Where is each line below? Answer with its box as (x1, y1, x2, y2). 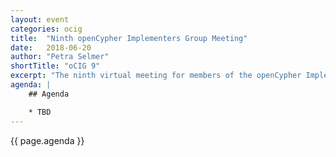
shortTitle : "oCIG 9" (10, 61, 101, 71)
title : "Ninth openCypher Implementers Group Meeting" (10, 33, 248, 43)
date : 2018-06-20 (10, 42, 92, 53)
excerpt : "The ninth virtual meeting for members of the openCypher (10, 71, 302, 81)
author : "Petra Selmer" (10, 52, 110, 62)
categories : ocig (10, 24, 83, 34)
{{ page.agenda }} (10, 134, 85, 146)
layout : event (10, 14, 70, 25)
